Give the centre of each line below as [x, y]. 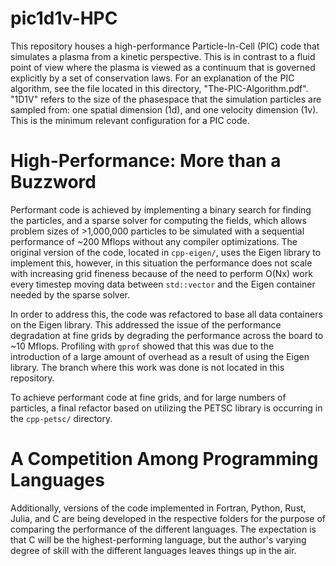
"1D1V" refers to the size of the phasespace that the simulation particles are [166, 99]
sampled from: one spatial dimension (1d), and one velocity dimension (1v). [164, 109]
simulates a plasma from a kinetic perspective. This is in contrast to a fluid [163, 56]
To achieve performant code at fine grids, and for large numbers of [148, 397]
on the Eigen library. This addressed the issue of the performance [146, 324]
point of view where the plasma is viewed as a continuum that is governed [163, 67]
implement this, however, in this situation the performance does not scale [161, 263]
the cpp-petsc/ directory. [61, 418]
